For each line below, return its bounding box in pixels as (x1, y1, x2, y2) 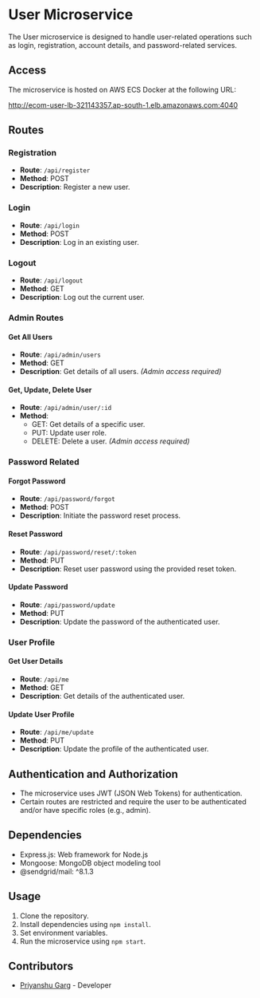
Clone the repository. (19, 911, 89, 921)
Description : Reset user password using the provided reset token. (19, 564, 237, 574)
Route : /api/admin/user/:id (19, 403, 112, 412)
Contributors (8, 960, 74, 973)
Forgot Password (8, 476, 66, 486)
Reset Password (8, 529, 64, 539)
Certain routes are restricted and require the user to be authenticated (19, 797, 246, 807)
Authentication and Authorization (8, 767, 179, 781)
